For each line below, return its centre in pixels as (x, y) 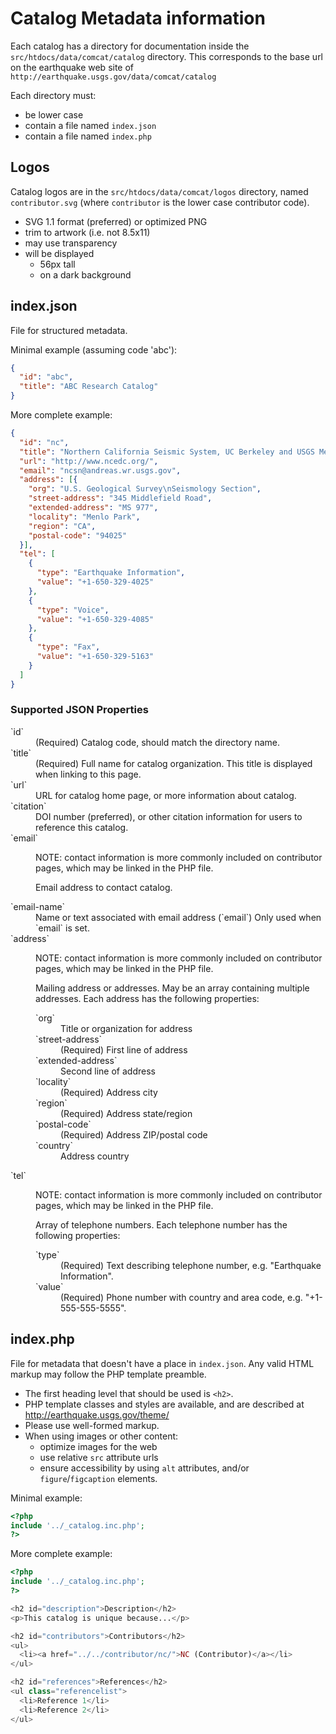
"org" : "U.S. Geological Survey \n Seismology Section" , (145, 489)
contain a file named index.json (90, 125)
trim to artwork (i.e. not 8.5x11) (87, 232)
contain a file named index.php (88, 136)
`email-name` (38, 906)
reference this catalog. (82, 827)
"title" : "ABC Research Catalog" (89, 387)
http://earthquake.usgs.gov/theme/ (97, 1414)
